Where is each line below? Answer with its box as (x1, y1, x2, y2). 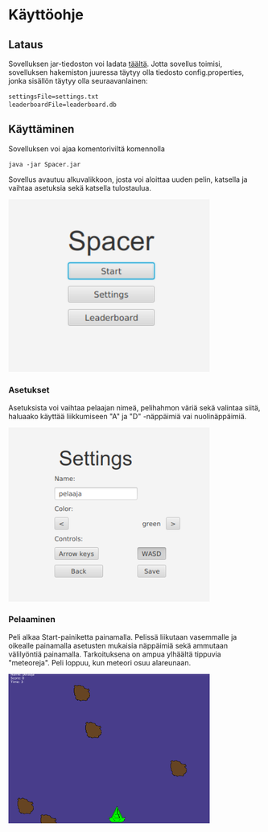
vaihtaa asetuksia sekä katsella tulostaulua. (8, 183, 151, 192)
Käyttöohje (8, 6, 85, 24)
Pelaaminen (8, 614, 56, 625)
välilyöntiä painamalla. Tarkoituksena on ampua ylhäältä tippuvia (8, 649, 221, 659)
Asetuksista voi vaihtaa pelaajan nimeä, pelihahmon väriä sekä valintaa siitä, (8, 402, 261, 412)
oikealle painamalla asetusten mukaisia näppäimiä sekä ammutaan (8, 640, 228, 650)
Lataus (8, 38, 43, 51)
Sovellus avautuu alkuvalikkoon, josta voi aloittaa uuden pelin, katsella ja (8, 175, 248, 184)
